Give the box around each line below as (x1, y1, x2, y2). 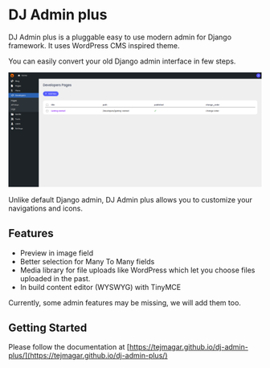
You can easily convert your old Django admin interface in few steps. (8, 56, 236, 66)
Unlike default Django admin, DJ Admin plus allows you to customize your (8, 194, 253, 204)
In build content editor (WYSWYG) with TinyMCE (19, 282, 182, 292)
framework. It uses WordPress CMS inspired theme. (8, 40, 180, 50)
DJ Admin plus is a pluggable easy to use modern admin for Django (8, 32, 231, 42)
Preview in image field (19, 247, 94, 258)
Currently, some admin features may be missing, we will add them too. (8, 297, 241, 307)
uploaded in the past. (19, 273, 91, 283)
